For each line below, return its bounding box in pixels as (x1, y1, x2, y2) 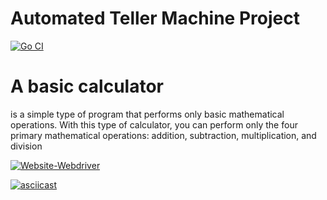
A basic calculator (10, 75, 164, 98)
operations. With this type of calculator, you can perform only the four (10, 118, 298, 131)
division (10, 140, 43, 152)
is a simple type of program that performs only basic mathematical (10, 108, 285, 120)
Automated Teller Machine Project (10, 7, 300, 30)
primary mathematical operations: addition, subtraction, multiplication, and (10, 129, 317, 141)
